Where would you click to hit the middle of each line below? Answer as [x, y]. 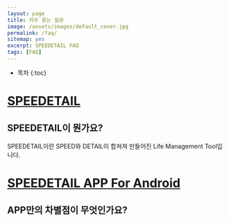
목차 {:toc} [32, 73]
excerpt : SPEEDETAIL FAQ [43, 46]
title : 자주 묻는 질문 [36, 20]
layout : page [26, 13]
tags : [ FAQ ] [24, 53]
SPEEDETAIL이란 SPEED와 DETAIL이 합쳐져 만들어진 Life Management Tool [112, 146]
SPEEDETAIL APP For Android [94, 183]
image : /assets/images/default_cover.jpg [68, 26]
